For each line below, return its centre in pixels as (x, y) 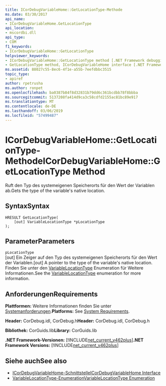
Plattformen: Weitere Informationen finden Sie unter (58, 306)
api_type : (15, 38)
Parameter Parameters (40, 241)
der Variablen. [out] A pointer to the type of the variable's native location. (79, 263)
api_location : (20, 28)
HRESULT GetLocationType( (32, 217)
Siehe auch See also (36, 361)
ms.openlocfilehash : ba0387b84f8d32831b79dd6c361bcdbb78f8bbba (72, 93)
